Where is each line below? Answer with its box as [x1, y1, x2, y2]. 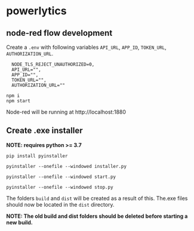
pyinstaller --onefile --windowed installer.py [6, 163, 127, 169]
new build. [6, 218, 33, 226]
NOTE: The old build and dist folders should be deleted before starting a [6, 213, 188, 220]
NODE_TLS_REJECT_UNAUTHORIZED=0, [11, 61, 95, 67]
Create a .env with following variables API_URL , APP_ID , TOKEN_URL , [6, 43, 167, 51]
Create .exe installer [6, 126, 83, 136]
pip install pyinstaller [6, 153, 68, 159]
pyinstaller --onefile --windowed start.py [6, 174, 116, 180]
